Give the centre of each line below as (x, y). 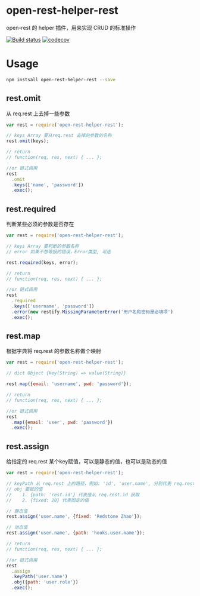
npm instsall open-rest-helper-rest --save (61, 79)
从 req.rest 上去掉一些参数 (38, 113)
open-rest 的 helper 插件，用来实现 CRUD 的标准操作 (71, 27)
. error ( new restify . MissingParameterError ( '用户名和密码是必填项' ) (93, 312)
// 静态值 (17, 511)
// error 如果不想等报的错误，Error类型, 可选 (59, 251)
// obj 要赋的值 (24, 489)
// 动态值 (17, 527)
